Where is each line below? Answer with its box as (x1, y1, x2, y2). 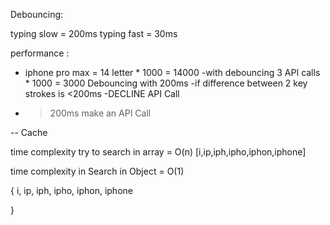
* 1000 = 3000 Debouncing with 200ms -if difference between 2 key (24, 77, 308, 89)
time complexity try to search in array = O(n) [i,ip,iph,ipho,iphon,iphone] (10, 146, 307, 158)
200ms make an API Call (49, 107, 152, 119)
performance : (10, 47, 70, 59)
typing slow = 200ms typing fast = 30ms (10, 28, 178, 39)
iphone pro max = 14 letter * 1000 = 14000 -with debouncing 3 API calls (24, 67, 321, 78)
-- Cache (10, 127, 48, 138)
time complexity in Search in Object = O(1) (10, 165, 185, 177)
